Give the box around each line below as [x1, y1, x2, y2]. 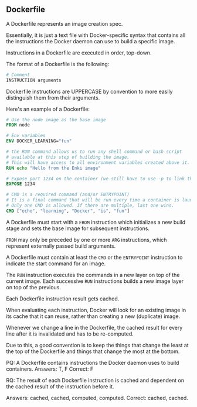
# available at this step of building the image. [6, 154, 130, 160]
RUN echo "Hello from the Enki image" [6, 165, 101, 171]
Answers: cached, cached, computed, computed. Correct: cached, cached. [6, 394, 189, 401]
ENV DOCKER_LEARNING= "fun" [6, 138, 72, 144]
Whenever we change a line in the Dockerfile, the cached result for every [6, 324, 183, 331]
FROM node [6, 122, 30, 128]
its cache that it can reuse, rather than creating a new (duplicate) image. [6, 313, 181, 320]
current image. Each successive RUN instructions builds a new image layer [6, 278, 184, 285]
